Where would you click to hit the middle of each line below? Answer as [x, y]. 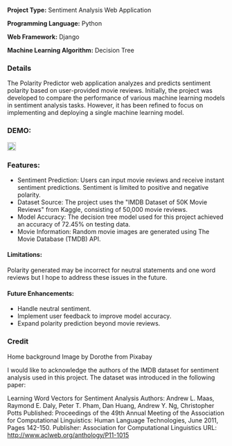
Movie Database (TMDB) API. [59, 239]
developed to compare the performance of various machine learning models [116, 98]
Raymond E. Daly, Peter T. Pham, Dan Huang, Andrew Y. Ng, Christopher [111, 405]
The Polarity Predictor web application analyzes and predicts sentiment [109, 83]
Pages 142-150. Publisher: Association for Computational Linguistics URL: [112, 427]
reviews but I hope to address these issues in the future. [87, 278]
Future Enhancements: [41, 293]
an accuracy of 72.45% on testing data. [74, 224]
